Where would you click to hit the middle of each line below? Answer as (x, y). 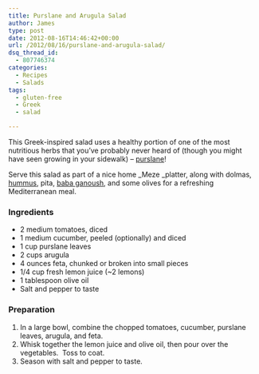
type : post (26, 30)
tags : (17, 90)
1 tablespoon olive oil (54, 280)
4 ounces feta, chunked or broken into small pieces (104, 264)
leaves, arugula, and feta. (61, 336)
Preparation (32, 310)
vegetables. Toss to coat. (62, 352)
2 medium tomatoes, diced (64, 229)
